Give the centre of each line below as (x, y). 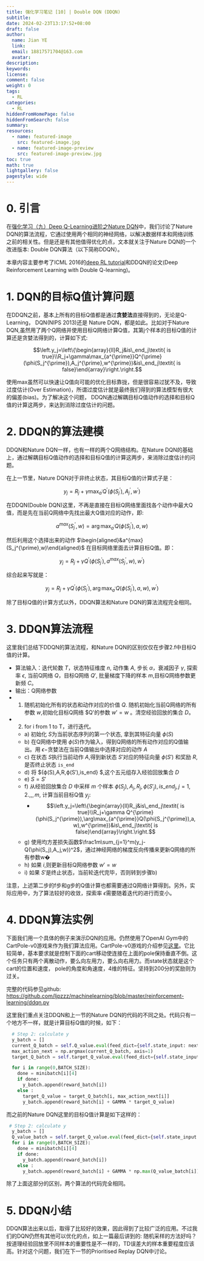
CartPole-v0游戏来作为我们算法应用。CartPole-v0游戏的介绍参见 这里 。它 (98, 946)
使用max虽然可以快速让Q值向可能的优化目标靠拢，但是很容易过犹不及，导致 (101, 382)
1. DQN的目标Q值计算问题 (70, 297)
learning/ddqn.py (28, 1002)
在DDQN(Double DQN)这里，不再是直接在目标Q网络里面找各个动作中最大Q (100, 505)
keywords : (19, 69)
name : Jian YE (29, 40)
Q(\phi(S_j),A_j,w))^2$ (52, 850)
